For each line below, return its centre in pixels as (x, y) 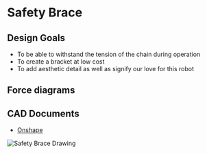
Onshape (30, 130)
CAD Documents (44, 113)
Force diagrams (41, 90)
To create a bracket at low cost (61, 62)
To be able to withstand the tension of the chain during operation (109, 54)
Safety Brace (45, 13)
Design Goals (36, 38)
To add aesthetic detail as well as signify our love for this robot (105, 69)
